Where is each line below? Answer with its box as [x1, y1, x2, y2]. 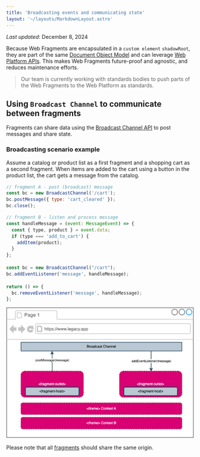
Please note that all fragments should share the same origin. [6, 444, 154, 451]
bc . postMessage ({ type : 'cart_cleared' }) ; [6, 197, 116, 203]
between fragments [6, 108, 82, 118]
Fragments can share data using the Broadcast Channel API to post [6, 124, 171, 131]
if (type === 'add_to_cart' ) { [11, 233, 89, 239]
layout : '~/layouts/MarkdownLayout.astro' [6, 16, 113, 22]
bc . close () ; [6, 203, 36, 209]
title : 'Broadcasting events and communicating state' [6, 10, 145, 16]
